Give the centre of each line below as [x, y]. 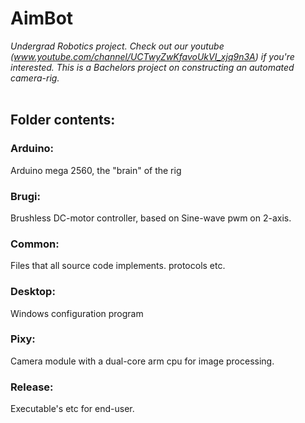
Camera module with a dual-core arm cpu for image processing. [142, 361]
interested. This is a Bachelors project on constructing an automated [152, 67]
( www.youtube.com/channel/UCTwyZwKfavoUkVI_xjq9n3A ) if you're [152, 56]
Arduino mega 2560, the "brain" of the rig [96, 170]
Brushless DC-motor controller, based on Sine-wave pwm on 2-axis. [151, 218]
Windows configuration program [77, 313]
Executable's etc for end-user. [72, 409]
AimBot [42, 18]
